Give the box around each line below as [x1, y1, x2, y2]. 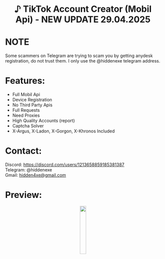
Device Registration [12, 97, 52, 103]
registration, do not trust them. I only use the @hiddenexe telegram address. [5, 58, 161, 64]
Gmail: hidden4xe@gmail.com [5, 172, 66, 178]
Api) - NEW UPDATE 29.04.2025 [15, 14, 151, 25]
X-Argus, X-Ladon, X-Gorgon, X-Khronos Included [12, 128, 115, 134]
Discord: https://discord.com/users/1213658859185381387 [5, 162, 124, 167]
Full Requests [12, 107, 40, 113]
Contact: [5, 145, 42, 157]
